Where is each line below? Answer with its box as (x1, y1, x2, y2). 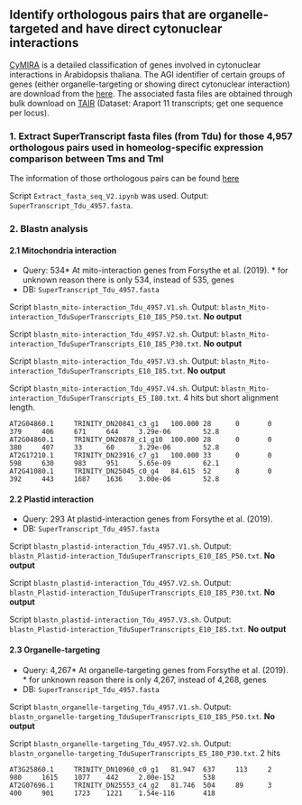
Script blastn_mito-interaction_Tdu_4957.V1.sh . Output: (9, 301, 219, 312)
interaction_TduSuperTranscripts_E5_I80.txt (9, 394, 179, 403)
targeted (9, 22, 59, 37)
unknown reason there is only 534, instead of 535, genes (22, 274, 234, 285)
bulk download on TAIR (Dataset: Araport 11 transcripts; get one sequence (9, 97, 284, 108)
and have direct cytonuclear (61, 22, 223, 37)
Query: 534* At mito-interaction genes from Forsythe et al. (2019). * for (22, 265, 288, 276)
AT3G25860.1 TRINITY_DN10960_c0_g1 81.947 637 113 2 (9, 764, 272, 774)
